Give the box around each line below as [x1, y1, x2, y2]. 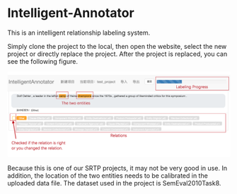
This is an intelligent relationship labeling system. [7, 28, 151, 37]
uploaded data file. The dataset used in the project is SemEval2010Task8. [7, 179, 221, 188]
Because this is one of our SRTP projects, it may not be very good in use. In [7, 164, 228, 173]
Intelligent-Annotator [7, 5, 134, 21]
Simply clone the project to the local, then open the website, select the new [7, 42, 227, 50]
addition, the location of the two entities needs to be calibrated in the [7, 171, 209, 180]
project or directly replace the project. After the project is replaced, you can [7, 50, 228, 58]
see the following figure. [7, 57, 79, 65]
